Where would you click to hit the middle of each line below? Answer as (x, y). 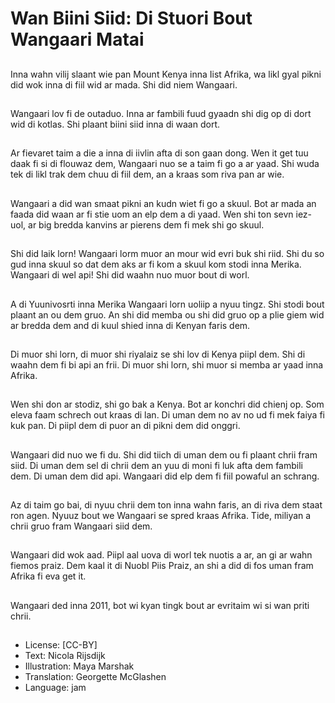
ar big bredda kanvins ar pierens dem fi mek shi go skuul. (146, 224)
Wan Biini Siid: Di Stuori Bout (131, 18)
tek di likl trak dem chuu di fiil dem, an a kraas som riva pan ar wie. (147, 174)
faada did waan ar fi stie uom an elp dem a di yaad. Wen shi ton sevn (152, 214)
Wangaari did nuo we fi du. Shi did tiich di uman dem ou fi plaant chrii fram (164, 454)
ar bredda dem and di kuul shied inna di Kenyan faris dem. (130, 325)
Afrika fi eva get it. (48, 576)
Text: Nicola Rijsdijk (65, 656)
